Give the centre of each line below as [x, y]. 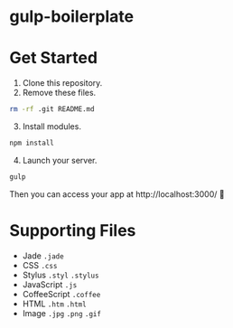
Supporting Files [73, 230]
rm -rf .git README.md [52, 109]
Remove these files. [59, 93]
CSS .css [40, 265]
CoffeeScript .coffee [61, 294]
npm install [32, 143]
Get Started [53, 58]
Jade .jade [43, 256]
